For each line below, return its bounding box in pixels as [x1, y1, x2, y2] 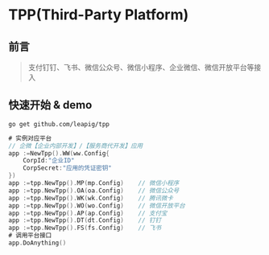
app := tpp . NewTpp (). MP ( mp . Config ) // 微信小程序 [8, 179, 180, 187]
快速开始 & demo [8, 98, 93, 112]
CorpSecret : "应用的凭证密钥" [23, 164, 112, 172]
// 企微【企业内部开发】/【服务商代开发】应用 [8, 142, 143, 150]
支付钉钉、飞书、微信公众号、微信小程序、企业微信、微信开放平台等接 [27, 63, 262, 72]
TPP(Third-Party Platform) [8, 6, 189, 24]
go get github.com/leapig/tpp [8, 120, 110, 128]
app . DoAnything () [8, 239, 67, 247]
